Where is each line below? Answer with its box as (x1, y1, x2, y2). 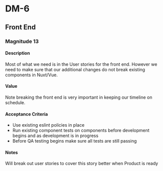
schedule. (5, 99, 26, 105)
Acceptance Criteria (5, 111, 48, 117)
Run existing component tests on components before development (12, 128, 150, 134)
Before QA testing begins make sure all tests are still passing (12, 138, 137, 144)
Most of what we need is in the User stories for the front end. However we (5, 61, 158, 67)
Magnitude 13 (5, 38, 39, 45)
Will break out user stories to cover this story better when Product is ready (5, 161, 159, 167)
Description (5, 50, 30, 56)
